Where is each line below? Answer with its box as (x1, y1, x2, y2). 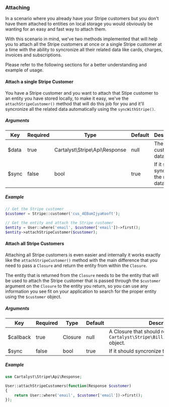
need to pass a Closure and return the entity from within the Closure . (5, 262, 147, 268)
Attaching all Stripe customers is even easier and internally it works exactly (5, 252, 161, 258)
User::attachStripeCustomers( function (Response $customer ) (5, 383, 132, 388)
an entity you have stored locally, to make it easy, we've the (5, 95, 129, 101)
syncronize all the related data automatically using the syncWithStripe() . (5, 106, 156, 112)
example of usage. (5, 67, 44, 73)
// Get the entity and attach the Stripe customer (5, 221, 114, 226)
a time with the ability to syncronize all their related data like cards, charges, (5, 47, 163, 53)
